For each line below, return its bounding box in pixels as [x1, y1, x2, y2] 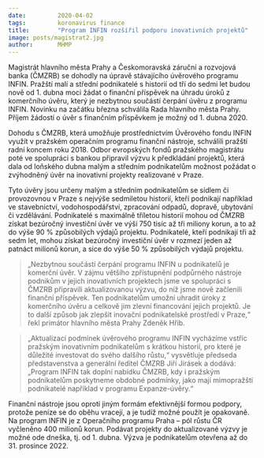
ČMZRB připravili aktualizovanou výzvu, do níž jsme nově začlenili [27, 285, 243, 295]
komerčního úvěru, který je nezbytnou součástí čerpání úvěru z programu [8, 96, 247, 106]
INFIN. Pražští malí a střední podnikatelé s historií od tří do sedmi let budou [8, 80, 251, 89]
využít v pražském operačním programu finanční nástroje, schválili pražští [8, 137, 248, 146]
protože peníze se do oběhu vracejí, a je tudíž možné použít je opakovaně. [8, 407, 250, 417]
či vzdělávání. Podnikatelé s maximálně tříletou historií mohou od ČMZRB [8, 211, 245, 220]
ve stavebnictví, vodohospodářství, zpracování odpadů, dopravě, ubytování [8, 202, 254, 212]
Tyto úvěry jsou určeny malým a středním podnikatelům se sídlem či [8, 186, 229, 195]
